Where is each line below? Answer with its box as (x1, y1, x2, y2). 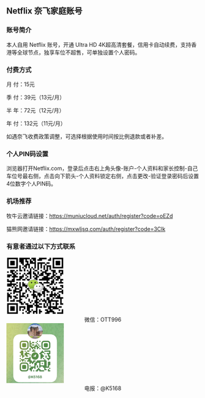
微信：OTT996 (84, 316, 122, 324)
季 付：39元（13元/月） (6, 93, 65, 101)
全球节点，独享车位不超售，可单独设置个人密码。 (17, 49, 141, 56)
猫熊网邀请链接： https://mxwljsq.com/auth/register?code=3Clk (6, 225, 166, 232)
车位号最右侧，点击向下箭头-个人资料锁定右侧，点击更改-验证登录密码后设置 (6, 173, 199, 180)
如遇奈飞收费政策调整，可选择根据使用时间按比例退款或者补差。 (6, 133, 167, 140)
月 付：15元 (6, 80, 35, 88)
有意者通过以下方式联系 (6, 242, 75, 251)
